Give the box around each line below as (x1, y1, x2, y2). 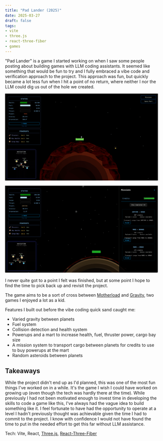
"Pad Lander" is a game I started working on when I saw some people (5, 58, 145, 63)
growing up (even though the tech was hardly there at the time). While (5, 390, 145, 396)
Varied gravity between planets (12, 316, 75, 322)
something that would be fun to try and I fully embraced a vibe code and (5, 68, 150, 74)
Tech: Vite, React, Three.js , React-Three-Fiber (5, 431, 97, 436)
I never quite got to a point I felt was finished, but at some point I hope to (5, 278, 150, 283)
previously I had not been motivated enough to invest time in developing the (5, 395, 157, 401)
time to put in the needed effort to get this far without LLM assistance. (5, 421, 145, 427)
